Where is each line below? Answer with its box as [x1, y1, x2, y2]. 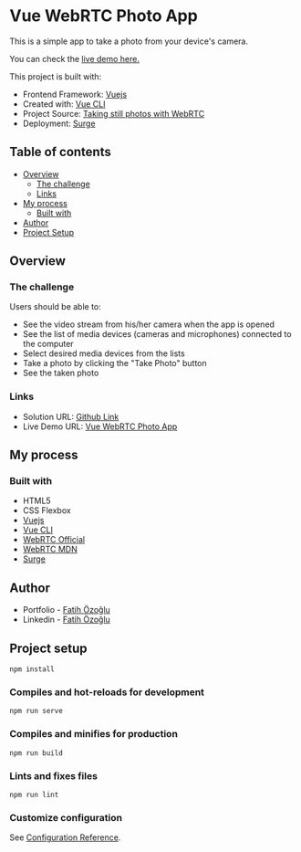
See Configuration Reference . [9, 832, 121, 843]
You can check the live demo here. [9, 53, 140, 64]
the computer [22, 339, 75, 350]
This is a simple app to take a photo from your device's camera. [9, 36, 249, 47]
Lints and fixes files [9, 769, 99, 782]
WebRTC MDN [22, 544, 78, 555]
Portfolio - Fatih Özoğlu [22, 605, 111, 615]
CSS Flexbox [22, 505, 71, 516]
